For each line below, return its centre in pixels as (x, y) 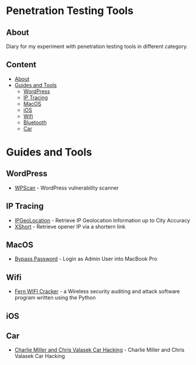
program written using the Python (55, 298)
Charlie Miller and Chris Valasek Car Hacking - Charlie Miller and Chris (99, 350)
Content (21, 65)
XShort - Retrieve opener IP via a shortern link (70, 226)
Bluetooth (35, 122)
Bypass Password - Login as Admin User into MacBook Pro (86, 259)
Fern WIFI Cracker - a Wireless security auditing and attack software (97, 291)
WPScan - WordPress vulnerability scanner (66, 188)
